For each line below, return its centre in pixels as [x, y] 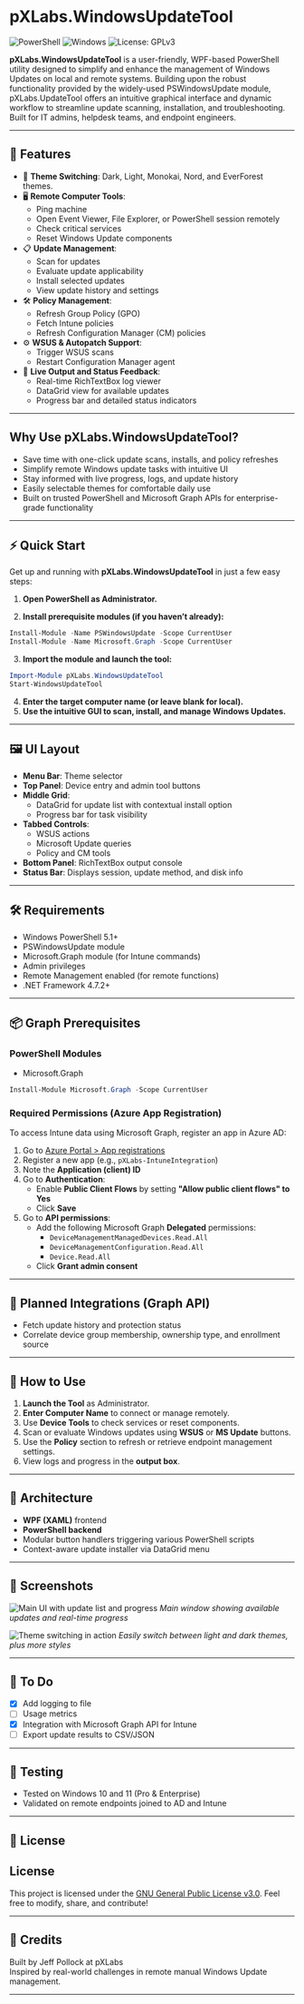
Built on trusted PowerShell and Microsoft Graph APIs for [128, 497]
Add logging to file [57, 1704]
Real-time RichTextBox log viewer [98, 381]
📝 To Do [32, 1682]
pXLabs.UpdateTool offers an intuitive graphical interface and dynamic [141, 98]
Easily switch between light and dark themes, [204, 1635]
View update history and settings [97, 290]
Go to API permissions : [66, 1218]
